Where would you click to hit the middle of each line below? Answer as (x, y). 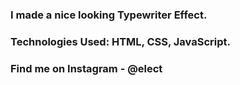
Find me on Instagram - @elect (86, 68)
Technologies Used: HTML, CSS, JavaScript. (120, 41)
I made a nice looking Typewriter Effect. (109, 15)
